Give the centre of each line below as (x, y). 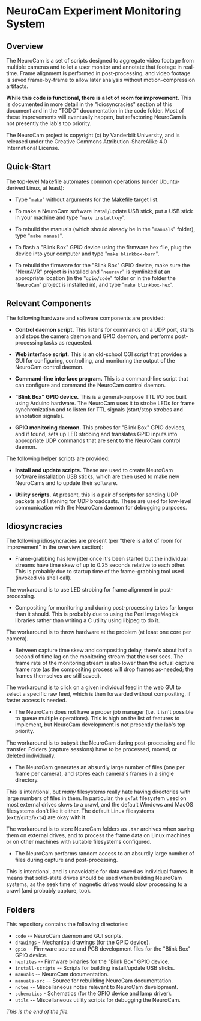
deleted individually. (31, 756)
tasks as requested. (68, 342)
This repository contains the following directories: (67, 924)
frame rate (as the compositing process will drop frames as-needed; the (104, 669)
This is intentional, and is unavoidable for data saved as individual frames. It (100, 872)
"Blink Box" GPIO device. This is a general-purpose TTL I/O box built (101, 396)
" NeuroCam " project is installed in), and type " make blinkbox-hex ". (94, 284)
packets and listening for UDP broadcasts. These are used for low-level (103, 501)
